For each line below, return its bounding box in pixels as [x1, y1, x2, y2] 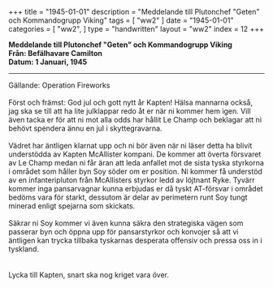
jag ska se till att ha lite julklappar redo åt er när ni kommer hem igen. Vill [8, 106, 251, 116]
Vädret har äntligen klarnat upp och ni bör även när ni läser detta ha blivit [8, 141, 253, 150]
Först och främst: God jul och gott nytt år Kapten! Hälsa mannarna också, [8, 97, 253, 107]
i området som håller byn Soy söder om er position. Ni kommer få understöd [8, 166, 262, 176]
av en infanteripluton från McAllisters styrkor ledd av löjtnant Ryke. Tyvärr [8, 175, 255, 185]
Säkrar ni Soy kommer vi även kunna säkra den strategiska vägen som [8, 218, 244, 228]
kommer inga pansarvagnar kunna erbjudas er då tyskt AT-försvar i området [8, 184, 263, 193]
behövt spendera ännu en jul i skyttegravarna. [8, 123, 162, 133]
